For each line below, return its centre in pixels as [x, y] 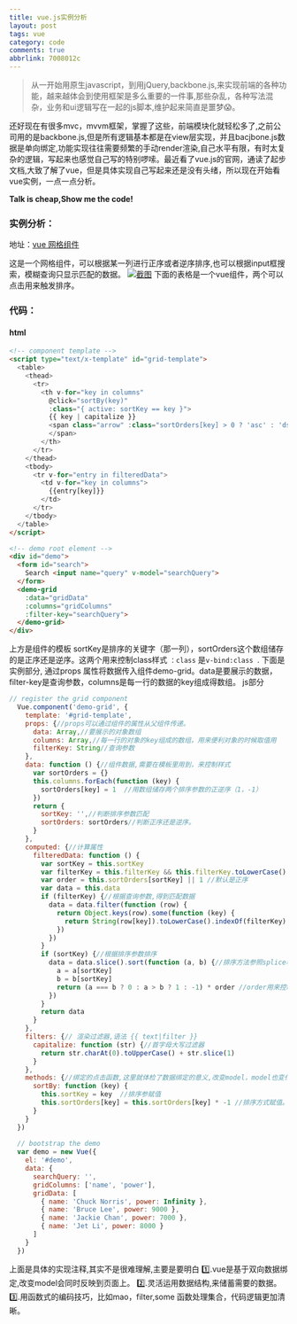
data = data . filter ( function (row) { [118, 905]
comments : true [37, 51]
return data [63, 1012]
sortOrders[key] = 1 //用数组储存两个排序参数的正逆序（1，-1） [152, 790]
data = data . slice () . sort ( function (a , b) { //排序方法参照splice [167, 962]
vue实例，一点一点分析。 [55, 181]
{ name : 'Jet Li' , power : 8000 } [103, 1227]
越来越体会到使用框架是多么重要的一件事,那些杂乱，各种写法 [156, 96]
